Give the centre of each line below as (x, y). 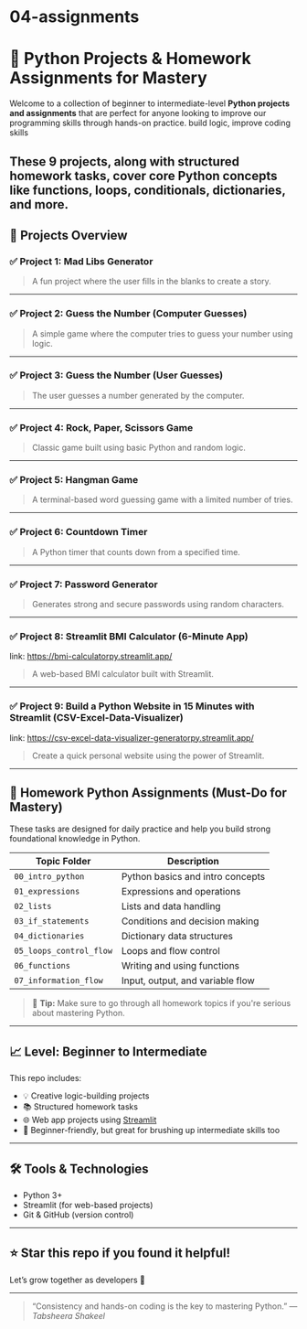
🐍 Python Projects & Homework (130, 59)
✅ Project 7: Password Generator (84, 584)
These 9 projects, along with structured (125, 161)
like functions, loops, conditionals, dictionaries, (148, 190)
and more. (39, 204)
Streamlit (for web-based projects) (88, 1206)
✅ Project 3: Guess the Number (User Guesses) (116, 375)
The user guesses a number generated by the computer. (138, 395)
